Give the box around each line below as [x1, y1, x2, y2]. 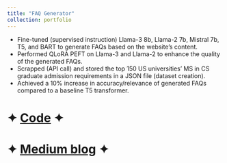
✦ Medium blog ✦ [7, 141, 109, 157]
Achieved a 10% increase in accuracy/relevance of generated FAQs [16, 79, 207, 87]
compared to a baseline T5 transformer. [16, 86, 129, 95]
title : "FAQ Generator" [7, 10, 75, 17]
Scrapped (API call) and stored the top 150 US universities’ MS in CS [16, 64, 210, 73]
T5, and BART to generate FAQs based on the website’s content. [16, 42, 198, 51]
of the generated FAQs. [16, 57, 83, 65]
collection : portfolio [7, 16, 72, 23]
